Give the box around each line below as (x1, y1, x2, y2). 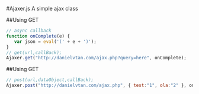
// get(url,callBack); (6, 49, 62, 55)
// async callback (6, 28, 52, 33)
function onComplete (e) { (6, 33, 70, 39)
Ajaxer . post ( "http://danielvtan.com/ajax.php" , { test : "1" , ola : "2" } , (6, 82, 187, 89)
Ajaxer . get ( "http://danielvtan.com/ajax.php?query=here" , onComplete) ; (6, 55, 187, 61)
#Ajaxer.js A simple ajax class (6, 5, 78, 12)
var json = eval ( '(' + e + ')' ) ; (14, 38, 97, 45)
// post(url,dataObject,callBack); (6, 77, 94, 83)
